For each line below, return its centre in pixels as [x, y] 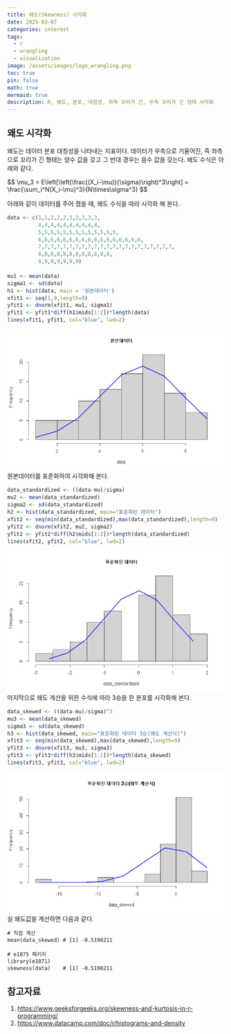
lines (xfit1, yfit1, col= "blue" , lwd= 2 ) [66, 320]
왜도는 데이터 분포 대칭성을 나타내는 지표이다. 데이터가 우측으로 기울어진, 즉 [109, 151]
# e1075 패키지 [27, 955]
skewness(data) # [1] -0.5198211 [60, 969]
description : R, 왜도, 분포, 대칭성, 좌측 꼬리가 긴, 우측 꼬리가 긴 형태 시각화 [111, 102]
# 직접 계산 [21, 934]
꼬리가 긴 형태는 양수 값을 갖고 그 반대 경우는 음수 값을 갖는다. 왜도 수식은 [118, 159]
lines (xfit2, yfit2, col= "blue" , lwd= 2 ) [66, 541]
